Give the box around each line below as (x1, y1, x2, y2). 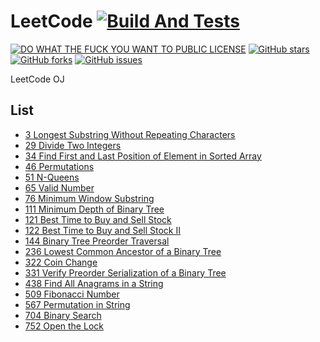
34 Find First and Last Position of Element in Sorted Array (24, 150, 262, 162)
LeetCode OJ (10, 73, 65, 85)
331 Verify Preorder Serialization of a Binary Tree (24, 266, 227, 279)
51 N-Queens (24, 171, 80, 183)
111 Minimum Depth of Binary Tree (24, 203, 165, 215)
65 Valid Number (24, 181, 95, 194)
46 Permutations (24, 160, 95, 172)
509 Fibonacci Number (24, 288, 120, 300)
